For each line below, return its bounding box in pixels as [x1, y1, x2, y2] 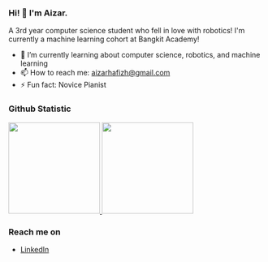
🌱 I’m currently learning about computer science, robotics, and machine [19, 50, 261, 60]
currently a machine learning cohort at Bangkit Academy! [8, 34, 200, 44]
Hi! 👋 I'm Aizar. [8, 7, 68, 19]
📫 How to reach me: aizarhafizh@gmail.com [19, 68, 171, 78]
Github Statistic [8, 103, 71, 114]
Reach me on [8, 226, 61, 238]
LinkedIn [19, 244, 50, 254]
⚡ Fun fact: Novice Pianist [19, 80, 107, 90]
